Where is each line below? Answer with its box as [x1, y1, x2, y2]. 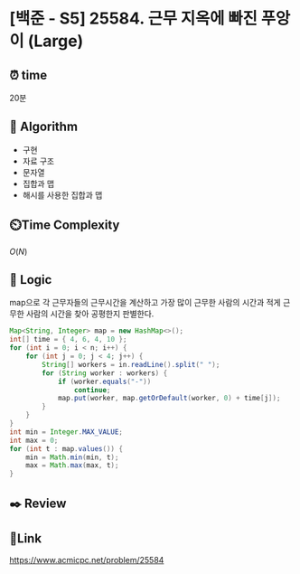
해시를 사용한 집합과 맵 [22, 189, 103, 200]
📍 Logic [9, 272, 52, 287]
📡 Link [9, 531, 42, 546]
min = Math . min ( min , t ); [25, 453, 119, 462]
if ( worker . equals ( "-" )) [57, 377, 152, 386]
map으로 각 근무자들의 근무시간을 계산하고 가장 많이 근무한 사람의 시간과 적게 [9, 297, 282, 308]
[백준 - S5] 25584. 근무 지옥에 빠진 [9, 8, 258, 29]
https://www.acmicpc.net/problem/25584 [9, 555, 164, 566]
